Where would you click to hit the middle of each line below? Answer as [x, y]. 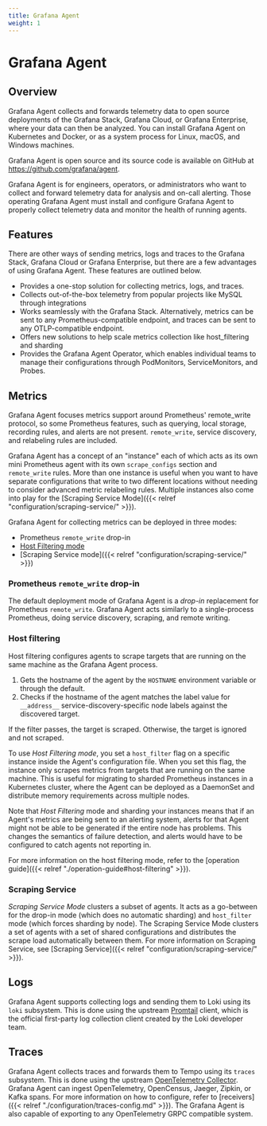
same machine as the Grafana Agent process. [83, 664]
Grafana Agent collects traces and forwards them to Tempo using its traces [132, 1071]
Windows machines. [41, 145]
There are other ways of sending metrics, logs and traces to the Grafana [126, 254]
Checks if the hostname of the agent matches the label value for [125, 696]
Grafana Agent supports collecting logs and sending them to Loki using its [130, 1002]
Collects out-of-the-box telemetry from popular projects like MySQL [131, 295]
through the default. [52, 688]
